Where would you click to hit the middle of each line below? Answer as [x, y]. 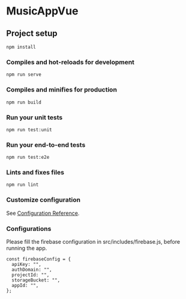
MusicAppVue [42, 11]
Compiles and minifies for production [61, 90]
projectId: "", [31, 275]
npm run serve [24, 75]
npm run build [24, 102]
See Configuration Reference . [43, 213]
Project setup [32, 33]
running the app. [27, 248]
